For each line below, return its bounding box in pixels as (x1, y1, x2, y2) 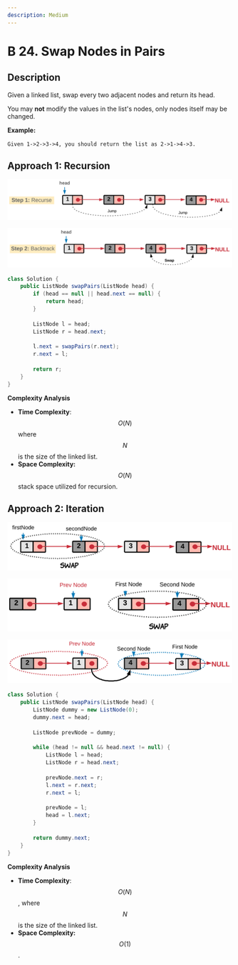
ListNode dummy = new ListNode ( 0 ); (33, 706, 139, 714)
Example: (7, 126, 36, 134)
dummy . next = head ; (33, 714, 91, 721)
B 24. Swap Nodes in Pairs (7, 43, 165, 59)
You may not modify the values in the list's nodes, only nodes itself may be (7, 104, 228, 113)
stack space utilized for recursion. (17, 482, 118, 491)
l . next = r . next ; (45, 781, 98, 789)
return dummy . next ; (33, 834, 91, 841)
